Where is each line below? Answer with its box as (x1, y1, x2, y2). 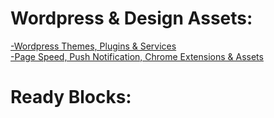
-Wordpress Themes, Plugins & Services (10, 40, 177, 52)
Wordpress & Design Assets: (10, 7, 253, 30)
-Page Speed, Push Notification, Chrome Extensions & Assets (10, 50, 264, 62)
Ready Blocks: (10, 86, 132, 109)
